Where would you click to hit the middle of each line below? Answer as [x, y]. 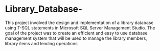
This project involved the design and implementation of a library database [79, 23]
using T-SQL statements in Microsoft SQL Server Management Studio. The [80, 27]
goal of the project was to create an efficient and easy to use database [76, 33]
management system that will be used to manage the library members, [76, 38]
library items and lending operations [41, 43]
